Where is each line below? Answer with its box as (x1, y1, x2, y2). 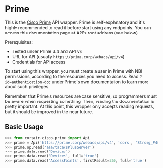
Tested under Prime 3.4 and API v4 (12, 49, 82, 54)
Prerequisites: (5, 39, 33, 45)
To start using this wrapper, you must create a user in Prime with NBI (5, 68, 142, 74)
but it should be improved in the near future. (5, 108, 93, 115)
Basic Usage (5, 123, 44, 131)
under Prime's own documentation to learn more (51, 79, 149, 84)
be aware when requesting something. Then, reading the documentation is (5, 98, 154, 104)
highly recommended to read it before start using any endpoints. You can (5, 24, 151, 30)
